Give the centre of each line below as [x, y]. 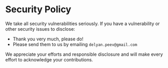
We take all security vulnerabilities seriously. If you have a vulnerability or [83, 24]
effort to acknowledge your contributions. [49, 59]
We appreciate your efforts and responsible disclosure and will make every [84, 54]
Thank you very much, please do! [48, 39]
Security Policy [38, 9]
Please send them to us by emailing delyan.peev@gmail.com [75, 44]
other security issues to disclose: [40, 29]
